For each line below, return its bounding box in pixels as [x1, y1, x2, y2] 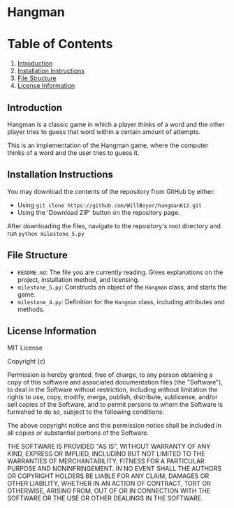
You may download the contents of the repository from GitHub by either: [7, 187, 215, 195]
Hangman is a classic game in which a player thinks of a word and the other [7, 120, 225, 128]
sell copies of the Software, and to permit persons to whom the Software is [7, 401, 224, 409]
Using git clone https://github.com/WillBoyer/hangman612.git [17, 200, 203, 209]
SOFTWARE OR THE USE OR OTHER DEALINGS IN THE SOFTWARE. [7, 494, 203, 502]
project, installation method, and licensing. [17, 275, 140, 283]
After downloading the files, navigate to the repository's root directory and [7, 221, 221, 230]
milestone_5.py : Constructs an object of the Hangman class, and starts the [17, 283, 227, 291]
